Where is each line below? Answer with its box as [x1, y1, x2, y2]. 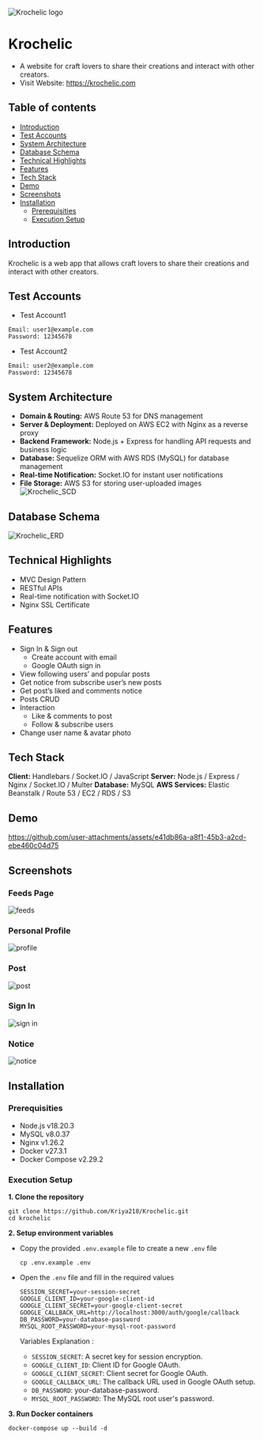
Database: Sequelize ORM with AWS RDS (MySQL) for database [19, 453, 230, 463]
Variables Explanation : [19, 1336, 95, 1346]
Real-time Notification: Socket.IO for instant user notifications [19, 471, 224, 480]
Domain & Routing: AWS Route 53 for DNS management [19, 411, 204, 421]
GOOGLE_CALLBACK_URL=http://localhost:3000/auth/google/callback [19, 1309, 239, 1317]
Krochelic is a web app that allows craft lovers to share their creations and [8, 258, 250, 268]
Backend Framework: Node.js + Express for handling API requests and [19, 437, 251, 446]
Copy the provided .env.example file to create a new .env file [19, 1244, 217, 1253]
